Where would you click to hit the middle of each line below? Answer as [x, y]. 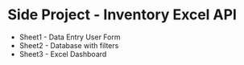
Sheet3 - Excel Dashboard [63, 54]
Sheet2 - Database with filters [69, 45]
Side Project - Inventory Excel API [122, 15]
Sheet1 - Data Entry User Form [70, 37]
